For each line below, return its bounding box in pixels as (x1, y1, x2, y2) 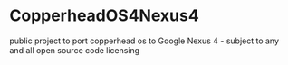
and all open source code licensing (9, 44, 140, 55)
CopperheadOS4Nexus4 (9, 5, 199, 26)
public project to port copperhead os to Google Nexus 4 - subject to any (9, 35, 279, 46)
